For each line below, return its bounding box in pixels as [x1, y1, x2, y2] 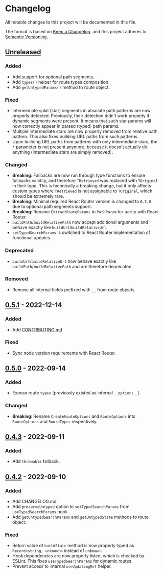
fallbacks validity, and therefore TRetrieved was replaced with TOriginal [12, 178, 158, 184]
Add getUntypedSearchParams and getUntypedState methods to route [12, 514, 149, 520]
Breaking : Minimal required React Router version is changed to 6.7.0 [12, 199, 151, 205]
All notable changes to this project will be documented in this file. [5, 19, 137, 25]
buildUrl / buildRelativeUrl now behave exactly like [12, 258, 117, 264]
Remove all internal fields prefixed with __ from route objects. [12, 287, 136, 293]
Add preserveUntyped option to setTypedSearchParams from [12, 504, 130, 509]
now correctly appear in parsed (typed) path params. [12, 123, 120, 129]
